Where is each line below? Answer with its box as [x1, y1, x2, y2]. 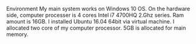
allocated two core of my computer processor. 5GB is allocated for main [6, 24, 186, 31]
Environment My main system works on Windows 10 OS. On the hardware [6, 5, 191, 12]
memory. [6, 31, 29, 38]
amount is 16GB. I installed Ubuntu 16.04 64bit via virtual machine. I [6, 18, 175, 25]
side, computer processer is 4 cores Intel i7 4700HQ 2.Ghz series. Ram [6, 11, 184, 19]
